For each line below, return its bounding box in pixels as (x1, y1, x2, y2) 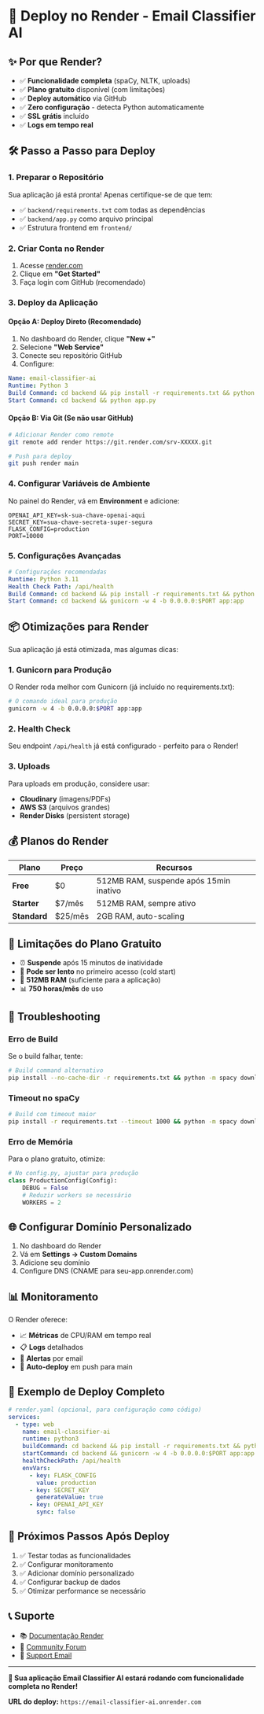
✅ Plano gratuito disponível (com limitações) (19, 85, 166, 94)
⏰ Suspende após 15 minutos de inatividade (19, 958, 163, 968)
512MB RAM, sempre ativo (96, 898, 196, 909)
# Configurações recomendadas (8, 568, 108, 576)
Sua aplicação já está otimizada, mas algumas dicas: (8, 645, 179, 654)
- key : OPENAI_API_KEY (28, 1501, 104, 1509)
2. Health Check (8, 724, 71, 735)
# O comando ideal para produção (8, 698, 118, 706)
